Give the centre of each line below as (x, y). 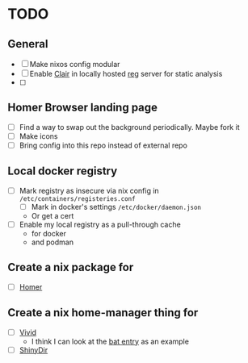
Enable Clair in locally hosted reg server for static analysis (126, 74)
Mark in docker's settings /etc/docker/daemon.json (116, 207)
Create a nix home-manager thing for (103, 313)
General (28, 44)
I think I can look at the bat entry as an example (110, 341)
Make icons (38, 136)
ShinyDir (34, 350)
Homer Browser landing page (83, 108)
